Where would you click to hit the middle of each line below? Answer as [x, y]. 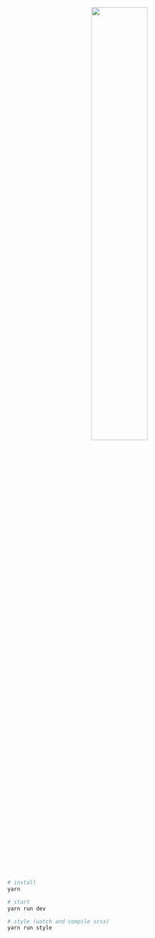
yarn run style [30, 928]
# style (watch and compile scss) [59, 921]
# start [19, 902]
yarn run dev [27, 909]
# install [22, 883]
